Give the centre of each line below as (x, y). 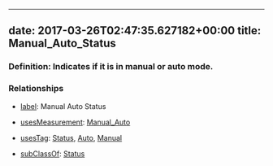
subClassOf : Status (52, 153)
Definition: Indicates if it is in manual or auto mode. (111, 67)
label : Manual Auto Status (63, 106)
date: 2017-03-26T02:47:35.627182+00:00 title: (135, 31)
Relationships (36, 89)
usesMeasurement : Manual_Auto (75, 122)
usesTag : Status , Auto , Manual (71, 138)
